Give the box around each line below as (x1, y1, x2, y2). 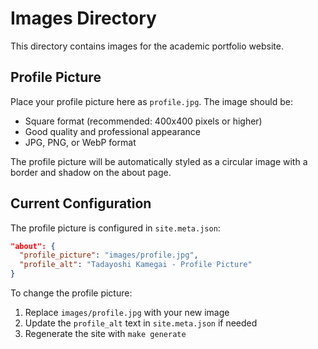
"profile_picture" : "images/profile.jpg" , (19, 250, 199, 261)
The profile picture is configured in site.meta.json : (10, 222, 221, 234)
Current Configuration (10, 195, 152, 212)
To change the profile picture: (10, 287, 133, 299)
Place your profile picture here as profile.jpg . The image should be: (10, 95, 293, 107)
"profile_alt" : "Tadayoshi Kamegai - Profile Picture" (19, 260, 253, 270)
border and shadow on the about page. (10, 166, 172, 178)
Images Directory (10, 7, 157, 30)
